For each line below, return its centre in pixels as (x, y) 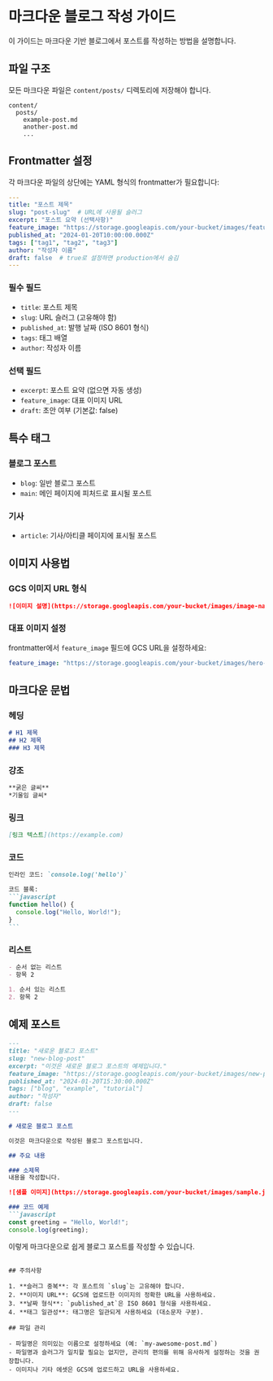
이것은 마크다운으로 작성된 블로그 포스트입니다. (76, 1141)
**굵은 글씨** (29, 788)
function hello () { (41, 905)
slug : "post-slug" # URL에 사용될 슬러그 (75, 212)
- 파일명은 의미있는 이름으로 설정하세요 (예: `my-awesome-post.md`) (113, 1344)
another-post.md (51, 127)
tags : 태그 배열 (43, 338)
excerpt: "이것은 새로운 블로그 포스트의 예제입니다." (88, 1066)
